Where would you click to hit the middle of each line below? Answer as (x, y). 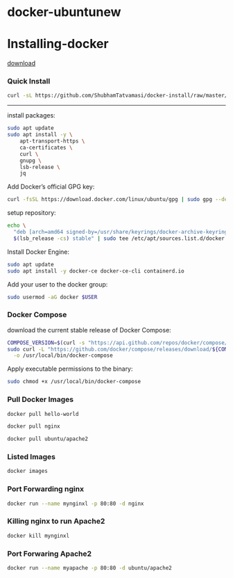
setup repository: (32, 213)
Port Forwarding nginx (46, 489)
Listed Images (31, 457)
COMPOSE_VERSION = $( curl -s (46, 343)
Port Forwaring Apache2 (50, 554)
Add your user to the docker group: (58, 284)
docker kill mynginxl (38, 536)
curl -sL (20, 96)
